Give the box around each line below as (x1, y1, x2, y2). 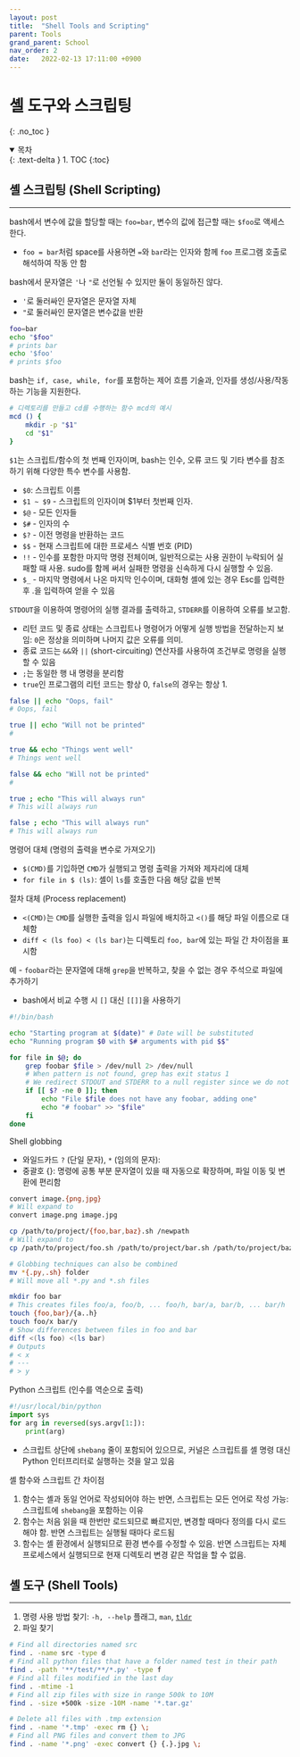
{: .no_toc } (9, 126, 50, 137)
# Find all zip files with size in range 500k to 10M (9, 1690, 214, 1699)
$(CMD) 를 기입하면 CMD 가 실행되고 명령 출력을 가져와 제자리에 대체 (21, 863, 249, 873)
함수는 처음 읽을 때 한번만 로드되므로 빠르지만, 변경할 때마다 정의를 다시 (21, 1515, 271, 1527)
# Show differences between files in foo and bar (9, 1325, 198, 1335)
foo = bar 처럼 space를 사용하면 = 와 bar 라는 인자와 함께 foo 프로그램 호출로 (21, 246, 287, 257)
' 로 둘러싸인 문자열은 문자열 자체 (21, 296, 137, 306)
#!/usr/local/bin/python (9, 1403, 102, 1411)
